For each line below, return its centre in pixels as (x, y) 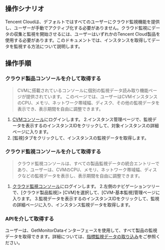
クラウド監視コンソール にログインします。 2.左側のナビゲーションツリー (86, 186)
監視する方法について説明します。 (48, 46)
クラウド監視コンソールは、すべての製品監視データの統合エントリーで (88, 163)
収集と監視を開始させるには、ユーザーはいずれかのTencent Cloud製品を (87, 34)
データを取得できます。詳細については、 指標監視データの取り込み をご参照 (81, 237)
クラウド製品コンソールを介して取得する (53, 79)
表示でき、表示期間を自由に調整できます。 (60, 109)
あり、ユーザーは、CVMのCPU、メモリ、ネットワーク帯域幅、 (81, 170)
